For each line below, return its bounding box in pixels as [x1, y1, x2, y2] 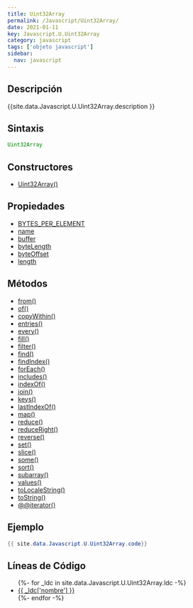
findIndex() [17, 357, 50, 366]
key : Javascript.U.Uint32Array [7, 30, 100, 38]
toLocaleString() [17, 485, 65, 494]
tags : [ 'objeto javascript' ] [7, 43, 94, 50]
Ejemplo [7, 521, 44, 533]
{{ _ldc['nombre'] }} [17, 586, 75, 594]
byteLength [17, 242, 52, 250]
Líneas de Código [7, 560, 87, 572]
